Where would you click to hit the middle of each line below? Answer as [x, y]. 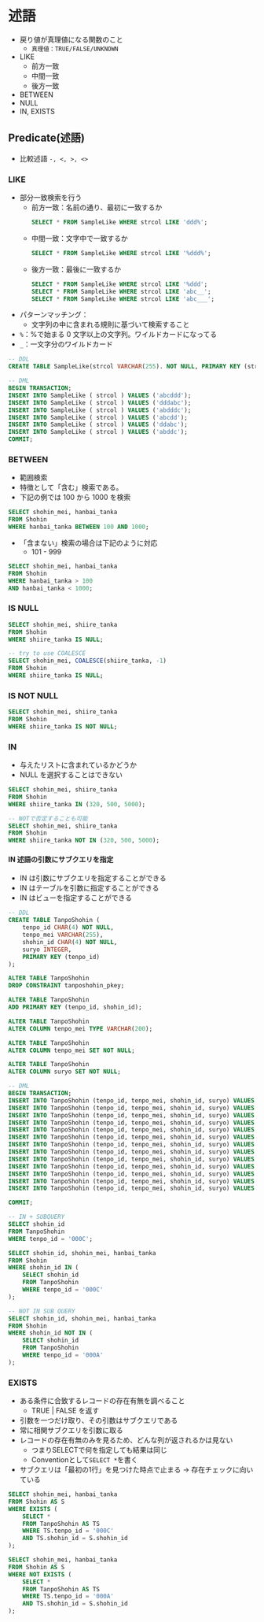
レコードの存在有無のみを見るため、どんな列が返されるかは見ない [126, 1440]
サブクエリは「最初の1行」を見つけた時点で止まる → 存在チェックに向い [136, 1470]
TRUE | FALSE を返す [65, 1411]
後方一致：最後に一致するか [76, 269]
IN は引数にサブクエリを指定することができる [93, 878]
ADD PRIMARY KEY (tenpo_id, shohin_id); [75, 1007]
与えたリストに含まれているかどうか [78, 765]
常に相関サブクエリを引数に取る [71, 1431]
